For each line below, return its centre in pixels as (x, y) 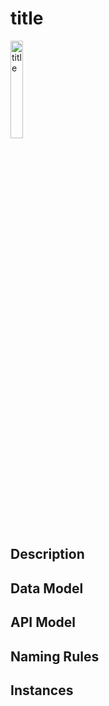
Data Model (47, 588)
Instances (42, 690)
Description (47, 554)
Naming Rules (55, 656)
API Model (43, 622)
